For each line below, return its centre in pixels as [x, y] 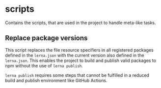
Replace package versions [46, 38]
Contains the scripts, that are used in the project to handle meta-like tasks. [80, 23]
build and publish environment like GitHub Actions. [56, 80]
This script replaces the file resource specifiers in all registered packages [79, 50]
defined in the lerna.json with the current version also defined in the [75, 55]
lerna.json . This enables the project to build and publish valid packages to [80, 60]
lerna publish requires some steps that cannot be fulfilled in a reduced [77, 75]
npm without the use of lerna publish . [44, 65]
